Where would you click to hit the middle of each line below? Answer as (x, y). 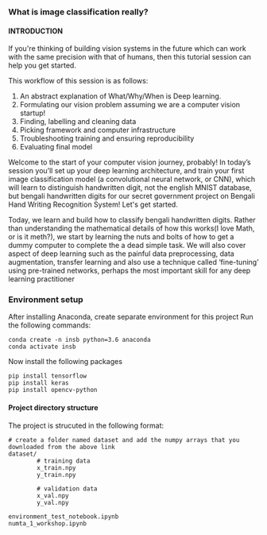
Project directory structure (53, 408)
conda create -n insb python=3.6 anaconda (79, 340)
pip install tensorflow (48, 376)
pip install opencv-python (53, 390)
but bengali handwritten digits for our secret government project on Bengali (132, 196)
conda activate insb (43, 347)
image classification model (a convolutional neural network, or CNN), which (132, 179)
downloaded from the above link (62, 447)
